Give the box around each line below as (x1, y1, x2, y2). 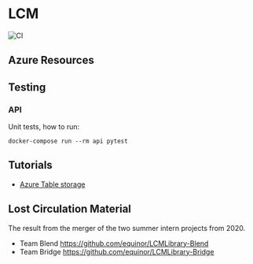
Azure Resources (8, 54, 94, 67)
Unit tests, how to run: (8, 122, 80, 132)
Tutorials (8, 158, 53, 172)
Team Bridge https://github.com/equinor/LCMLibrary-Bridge (19, 247, 214, 256)
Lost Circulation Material (8, 203, 132, 216)
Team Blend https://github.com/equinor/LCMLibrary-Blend (19, 238, 209, 248)
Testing (8, 80, 46, 94)
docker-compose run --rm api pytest (8, 137, 128, 146)
